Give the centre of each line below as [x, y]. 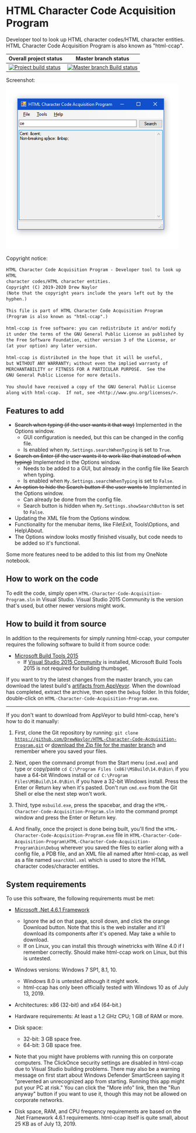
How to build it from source [56, 624]
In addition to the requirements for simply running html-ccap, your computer [98, 638]
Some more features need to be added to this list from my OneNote [87, 554]
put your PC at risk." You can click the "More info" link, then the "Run [97, 1088]
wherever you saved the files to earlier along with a [122, 847]
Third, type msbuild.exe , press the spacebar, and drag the [84, 805]
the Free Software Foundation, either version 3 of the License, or [91, 340]
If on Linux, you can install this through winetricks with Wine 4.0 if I [104, 946]
